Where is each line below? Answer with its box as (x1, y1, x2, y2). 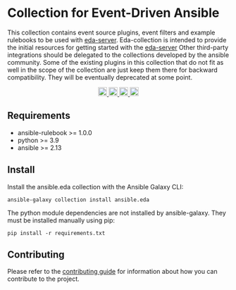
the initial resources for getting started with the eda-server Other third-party (7, 43, 229, 51)
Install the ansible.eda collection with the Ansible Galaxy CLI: (7, 182, 184, 191)
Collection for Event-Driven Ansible (7, 5, 220, 21)
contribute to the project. (7, 275, 80, 283)
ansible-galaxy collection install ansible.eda (7, 196, 150, 203)
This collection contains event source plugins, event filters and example (7, 28, 216, 37)
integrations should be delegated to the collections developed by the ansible (7, 51, 230, 59)
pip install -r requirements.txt (7, 229, 106, 237)
